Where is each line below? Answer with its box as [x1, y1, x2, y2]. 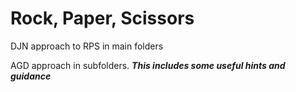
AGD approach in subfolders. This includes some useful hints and [10, 59, 286, 71]
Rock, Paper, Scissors [10, 7, 195, 30]
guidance [10, 70, 52, 82]
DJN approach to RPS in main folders [10, 40, 164, 52]
